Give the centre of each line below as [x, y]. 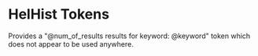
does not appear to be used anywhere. [71, 44]
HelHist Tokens [59, 14]
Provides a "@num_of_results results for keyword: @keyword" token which [129, 36]
